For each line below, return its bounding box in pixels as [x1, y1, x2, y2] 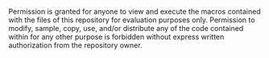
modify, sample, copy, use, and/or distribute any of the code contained [8, 24, 244, 33]
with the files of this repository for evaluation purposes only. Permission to [8, 15, 255, 25]
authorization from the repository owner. [8, 41, 143, 50]
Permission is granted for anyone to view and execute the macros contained [8, 7, 261, 16]
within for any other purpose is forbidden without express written [8, 32, 225, 41]
